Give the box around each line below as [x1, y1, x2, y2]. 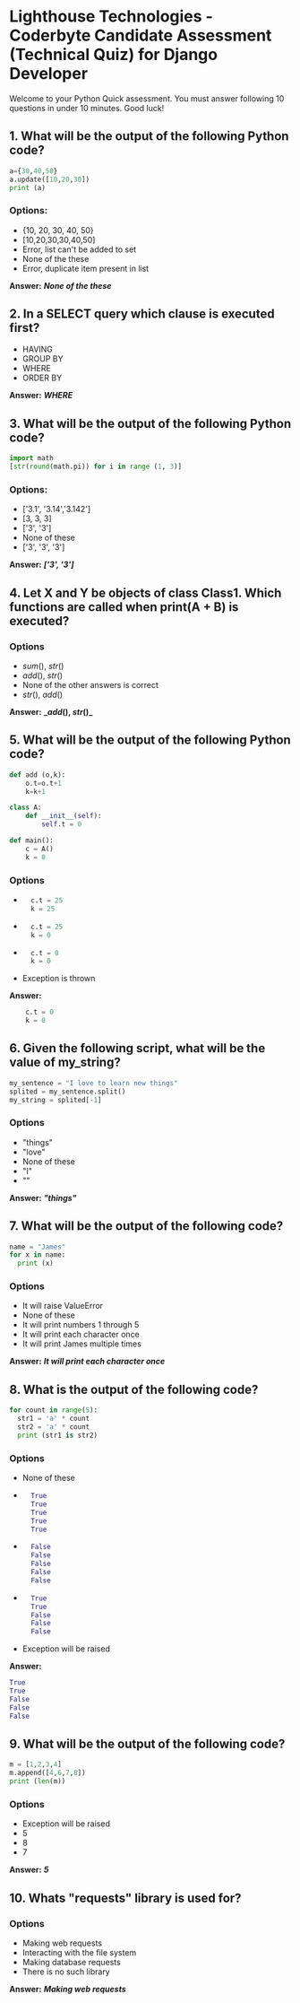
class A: [9, 803, 42, 813]
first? [9, 320, 40, 335]
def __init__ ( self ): [25, 812, 102, 821]
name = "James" [9, 1242, 66, 1251]
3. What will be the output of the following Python [9, 415, 292, 431]
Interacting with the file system [21, 1947, 137, 1958]
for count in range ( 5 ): [9, 1406, 99, 1415]
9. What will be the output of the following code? [9, 1736, 286, 1751]
